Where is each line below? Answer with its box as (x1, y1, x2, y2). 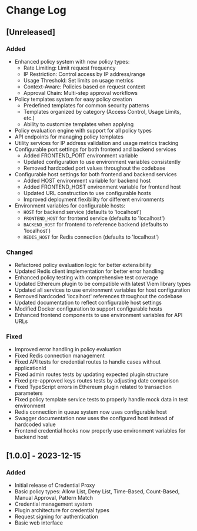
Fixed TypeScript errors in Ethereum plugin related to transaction (14, 384, 172, 391)
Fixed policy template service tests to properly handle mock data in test (14, 396, 188, 403)
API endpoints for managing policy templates (14, 133, 123, 140)
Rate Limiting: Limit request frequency (23, 64, 116, 71)
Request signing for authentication (14, 513, 98, 520)
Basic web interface (14, 519, 64, 526)
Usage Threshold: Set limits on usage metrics (23, 77, 134, 84)
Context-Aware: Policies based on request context (23, 83, 145, 90)
